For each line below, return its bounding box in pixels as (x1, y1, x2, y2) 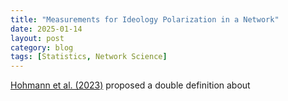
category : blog (10, 42, 74, 53)
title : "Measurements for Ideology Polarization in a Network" (10, 14, 280, 25)
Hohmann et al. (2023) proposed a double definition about (10, 79, 251, 91)
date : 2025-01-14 (10, 24, 83, 34)
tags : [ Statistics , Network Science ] (10, 52, 168, 62)
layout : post (10, 33, 65, 43)
